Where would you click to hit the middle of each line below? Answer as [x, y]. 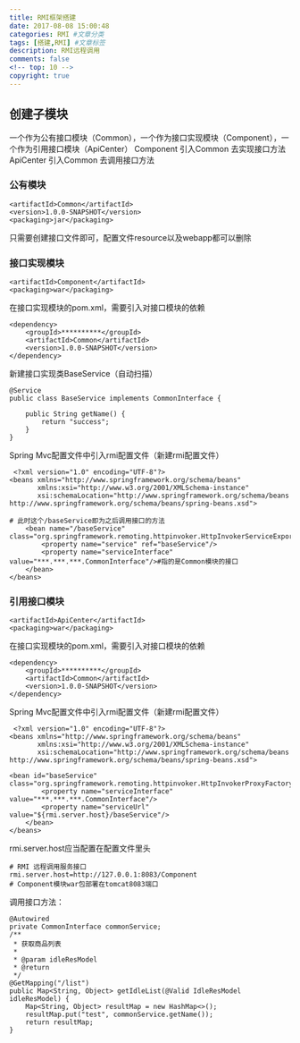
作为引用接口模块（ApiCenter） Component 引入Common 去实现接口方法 [151, 148]
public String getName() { [75, 414]
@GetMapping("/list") [50, 984]
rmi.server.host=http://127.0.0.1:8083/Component [104, 875]
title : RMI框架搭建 [43, 17]
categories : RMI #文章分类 [57, 34]
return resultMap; [59, 1022]
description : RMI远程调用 [55, 51]
